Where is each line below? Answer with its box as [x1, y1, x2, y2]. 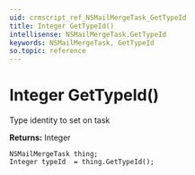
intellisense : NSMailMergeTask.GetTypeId [9, 30, 167, 39]
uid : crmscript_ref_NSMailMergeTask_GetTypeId [9, 13, 187, 22]
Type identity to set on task [9, 115, 111, 126]
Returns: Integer [9, 132, 71, 144]
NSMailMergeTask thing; [9, 150, 99, 159]
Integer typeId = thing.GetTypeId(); [9, 158, 155, 167]
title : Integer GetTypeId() [9, 22, 115, 31]
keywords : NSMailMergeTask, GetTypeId [9, 38, 155, 48]
